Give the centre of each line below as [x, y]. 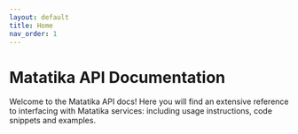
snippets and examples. [52, 121]
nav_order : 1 [33, 33]
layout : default [39, 17]
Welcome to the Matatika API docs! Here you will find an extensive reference [149, 101]
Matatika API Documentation [118, 77]
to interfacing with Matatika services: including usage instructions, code [141, 111]
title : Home [31, 26]
